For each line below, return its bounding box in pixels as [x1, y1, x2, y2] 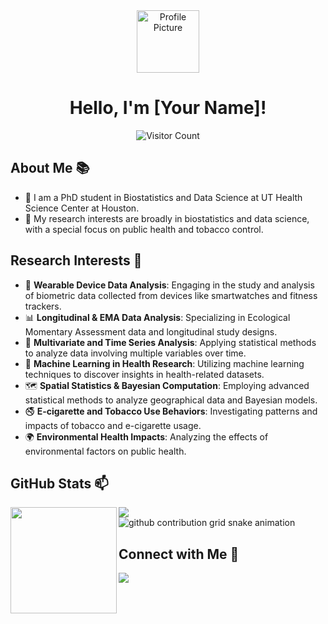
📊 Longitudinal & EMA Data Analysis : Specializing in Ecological [24, 311, 291, 323]
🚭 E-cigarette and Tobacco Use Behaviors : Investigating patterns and [24, 405, 318, 417]
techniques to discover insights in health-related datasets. [24, 368, 265, 380]
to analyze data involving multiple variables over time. [24, 347, 247, 359]
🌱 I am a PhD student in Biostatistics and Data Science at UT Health [24, 191, 303, 203]
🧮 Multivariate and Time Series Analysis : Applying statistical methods [24, 336, 317, 348]
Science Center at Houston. [24, 202, 140, 214]
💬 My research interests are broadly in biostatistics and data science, [24, 212, 310, 224]
